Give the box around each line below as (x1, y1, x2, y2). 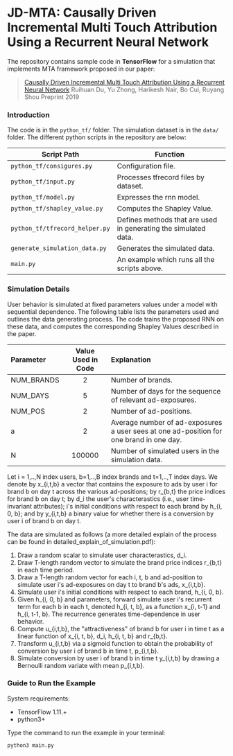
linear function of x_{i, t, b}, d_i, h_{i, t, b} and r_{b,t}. (17, 632, 168, 640)
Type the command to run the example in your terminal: (7, 728, 166, 737)
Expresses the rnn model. (116, 193, 200, 202)
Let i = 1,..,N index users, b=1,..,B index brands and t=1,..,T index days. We (7, 473, 218, 481)
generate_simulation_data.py (10, 245, 107, 252)
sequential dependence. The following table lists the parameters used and (7, 307, 219, 316)
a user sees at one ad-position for (110, 426, 223, 436)
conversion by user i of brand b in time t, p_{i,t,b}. (17, 647, 159, 655)
